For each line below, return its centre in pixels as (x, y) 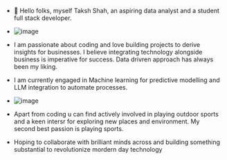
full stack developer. (43, 18)
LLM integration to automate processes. (71, 87)
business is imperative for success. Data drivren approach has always (113, 59)
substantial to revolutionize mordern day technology (88, 149)
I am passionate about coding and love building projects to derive (107, 44)
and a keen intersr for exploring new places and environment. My (107, 121)
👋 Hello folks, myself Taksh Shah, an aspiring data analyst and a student (116, 11)
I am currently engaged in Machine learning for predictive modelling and (117, 80)
